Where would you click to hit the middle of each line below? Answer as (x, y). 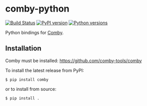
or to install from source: (31, 89)
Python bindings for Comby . (34, 32)
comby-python (38, 9)
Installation (23, 48)
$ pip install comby (27, 79)
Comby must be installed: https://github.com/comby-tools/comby (73, 61)
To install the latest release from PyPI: (45, 70)
